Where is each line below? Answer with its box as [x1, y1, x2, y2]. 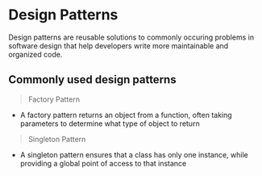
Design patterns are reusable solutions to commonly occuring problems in [8, 32, 255, 42]
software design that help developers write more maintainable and [8, 40, 229, 50]
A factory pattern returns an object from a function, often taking [19, 110, 232, 119]
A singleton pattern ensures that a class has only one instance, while [19, 149, 248, 159]
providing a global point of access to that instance [19, 158, 187, 168]
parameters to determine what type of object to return [19, 119, 200, 128]
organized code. [8, 49, 63, 59]
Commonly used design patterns [8, 73, 177, 86]
